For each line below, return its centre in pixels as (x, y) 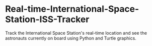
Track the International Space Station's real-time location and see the (76, 33)
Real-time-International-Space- (72, 9)
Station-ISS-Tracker (47, 19)
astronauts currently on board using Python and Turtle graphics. (71, 38)
